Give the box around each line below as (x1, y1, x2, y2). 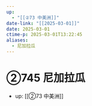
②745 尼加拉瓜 (6, 71, 86, 85)
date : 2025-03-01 (6, 26, 50, 32)
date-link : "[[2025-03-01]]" (6, 20, 80, 26)
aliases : (6, 37, 28, 43)
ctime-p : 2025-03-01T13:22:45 (6, 32, 83, 38)
